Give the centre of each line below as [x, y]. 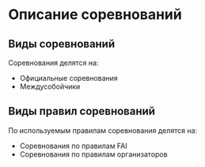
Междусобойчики [50, 86]
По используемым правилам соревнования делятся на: [103, 130]
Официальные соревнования [69, 78]
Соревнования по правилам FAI [74, 146]
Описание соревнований [95, 15]
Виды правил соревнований [82, 111]
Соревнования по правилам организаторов [93, 154]
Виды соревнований [62, 44]
